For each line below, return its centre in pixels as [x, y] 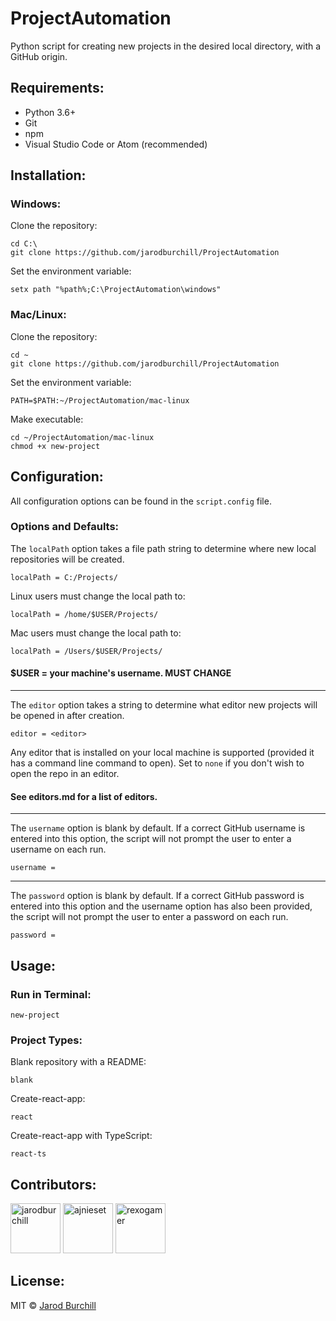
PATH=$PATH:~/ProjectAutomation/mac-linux [100, 400]
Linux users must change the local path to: [98, 596]
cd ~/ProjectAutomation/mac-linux [82, 437]
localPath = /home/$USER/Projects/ [84, 614]
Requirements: [57, 88]
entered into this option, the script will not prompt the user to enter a [151, 839]
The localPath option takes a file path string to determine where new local [163, 548]
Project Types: [46, 1040]
